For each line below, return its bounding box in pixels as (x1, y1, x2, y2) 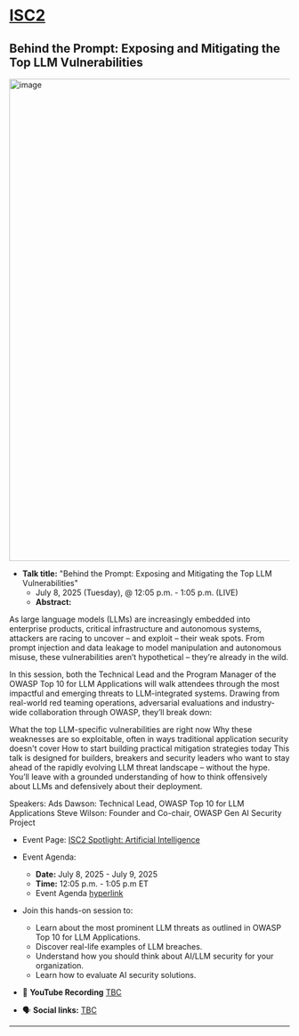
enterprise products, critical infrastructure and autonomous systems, (9, 624, 263, 633)
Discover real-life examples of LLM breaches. (35, 942, 203, 951)
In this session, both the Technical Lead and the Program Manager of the (9, 669, 277, 680)
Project (9, 817, 36, 828)
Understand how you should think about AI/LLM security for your (35, 950, 274, 961)
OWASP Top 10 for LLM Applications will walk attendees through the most (9, 679, 280, 689)
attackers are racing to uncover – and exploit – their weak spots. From (9, 633, 265, 643)
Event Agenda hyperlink (35, 888, 124, 898)
